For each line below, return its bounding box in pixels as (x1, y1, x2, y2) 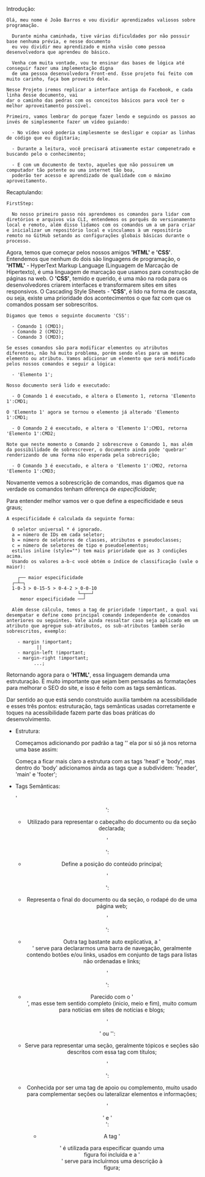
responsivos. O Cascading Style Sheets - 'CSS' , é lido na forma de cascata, (6, 288, 198, 295)
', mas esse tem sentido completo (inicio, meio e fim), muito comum (26, 1000, 198, 1007)
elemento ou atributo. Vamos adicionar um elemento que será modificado (6, 355, 196, 361)
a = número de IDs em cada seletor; (12, 532, 105, 538)
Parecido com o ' (91, 993, 133, 1001)
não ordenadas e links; (83, 958, 141, 964)
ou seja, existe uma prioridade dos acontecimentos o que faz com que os (6, 294, 192, 301)
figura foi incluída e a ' (83, 1151, 140, 1158)
